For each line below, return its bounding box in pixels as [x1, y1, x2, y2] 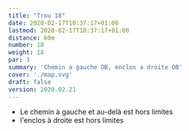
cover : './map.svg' [8, 71, 73, 79]
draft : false [8, 78, 52, 86]
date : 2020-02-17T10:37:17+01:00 [8, 19, 119, 27]
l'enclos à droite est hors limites [19, 116, 125, 125]
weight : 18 [8, 48, 44, 56]
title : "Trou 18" [8, 11, 66, 20]
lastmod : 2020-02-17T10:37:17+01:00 [8, 26, 129, 34]
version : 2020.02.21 [8, 85, 77, 94]
